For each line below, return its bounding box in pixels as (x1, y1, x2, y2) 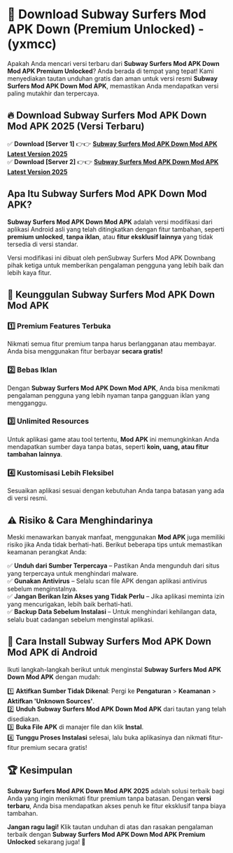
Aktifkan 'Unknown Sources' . (7, 697, 95, 705)
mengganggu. (7, 398, 48, 407)
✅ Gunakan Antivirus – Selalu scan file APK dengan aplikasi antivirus (7, 577, 208, 585)
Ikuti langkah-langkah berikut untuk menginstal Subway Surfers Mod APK (7, 665, 222, 673)
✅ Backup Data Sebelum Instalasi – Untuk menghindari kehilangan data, (7, 607, 217, 616)
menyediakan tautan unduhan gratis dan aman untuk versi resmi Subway (7, 74, 218, 83)
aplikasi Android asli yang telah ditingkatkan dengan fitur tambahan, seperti (7, 224, 225, 234)
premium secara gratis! (20, 743, 87, 751)
